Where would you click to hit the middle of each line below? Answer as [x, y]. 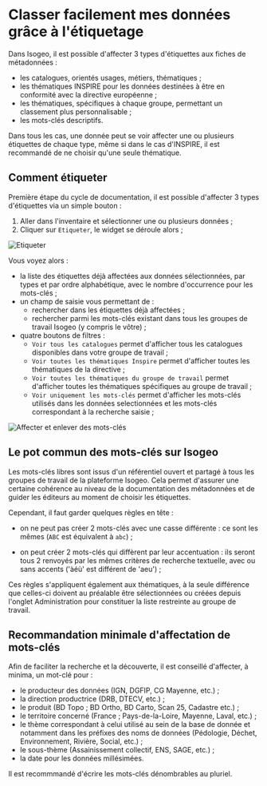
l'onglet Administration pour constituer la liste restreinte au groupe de [122, 601]
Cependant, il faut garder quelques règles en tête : [91, 512]
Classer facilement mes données [120, 15]
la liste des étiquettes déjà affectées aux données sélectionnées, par [132, 276]
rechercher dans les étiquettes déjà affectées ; [108, 310]
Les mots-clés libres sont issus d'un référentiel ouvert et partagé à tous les [132, 471]
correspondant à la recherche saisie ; [93, 411]
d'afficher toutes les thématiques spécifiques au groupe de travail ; [142, 386]
